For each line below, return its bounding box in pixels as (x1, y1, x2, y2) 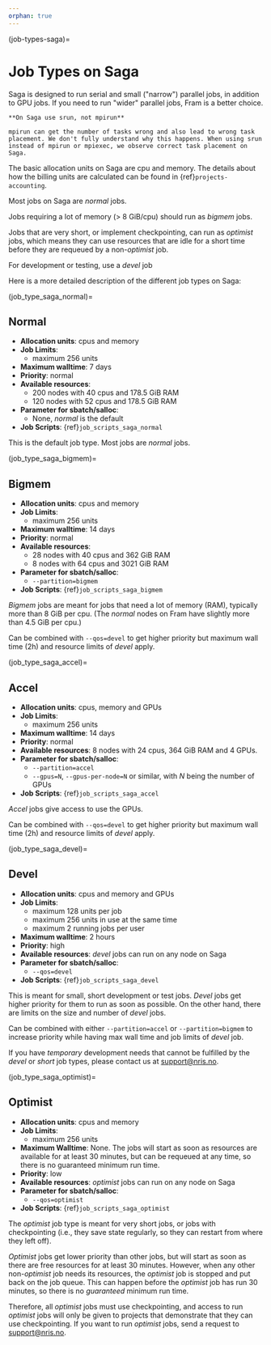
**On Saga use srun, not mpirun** (8, 113, 125, 121)
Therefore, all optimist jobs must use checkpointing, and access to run (8, 1301, 243, 1311)
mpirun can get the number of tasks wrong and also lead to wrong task (8, 127, 255, 136)
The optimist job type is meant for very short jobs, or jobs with (8, 1219, 216, 1228)
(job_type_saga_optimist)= (8, 1071, 97, 1081)
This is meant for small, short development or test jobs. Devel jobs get (8, 991, 242, 1000)
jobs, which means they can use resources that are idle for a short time (8, 235, 245, 245)
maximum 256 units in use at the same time (32, 914, 178, 924)
